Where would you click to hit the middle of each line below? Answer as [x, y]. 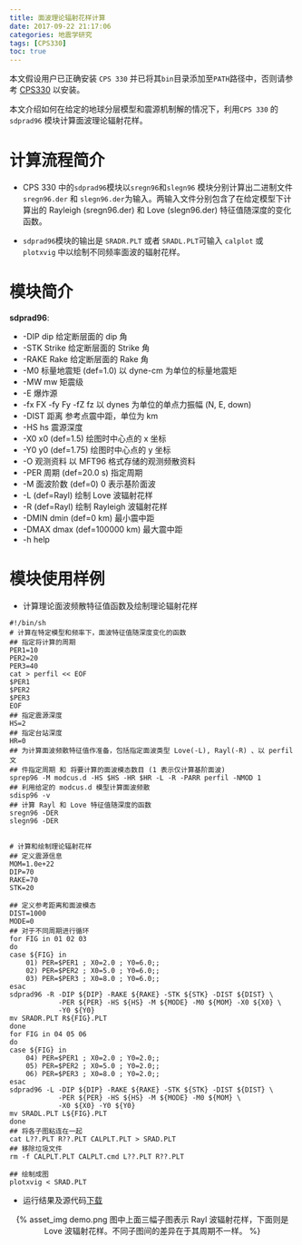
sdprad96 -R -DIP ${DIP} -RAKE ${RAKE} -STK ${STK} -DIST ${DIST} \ [141, 995]
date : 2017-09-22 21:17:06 [60, 26]
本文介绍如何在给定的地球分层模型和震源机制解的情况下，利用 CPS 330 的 [144, 109]
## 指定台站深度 [36, 733]
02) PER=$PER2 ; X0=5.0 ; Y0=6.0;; [93, 971]
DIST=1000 [28, 913]
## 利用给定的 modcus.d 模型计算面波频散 [80, 787]
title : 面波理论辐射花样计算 [58, 18]
